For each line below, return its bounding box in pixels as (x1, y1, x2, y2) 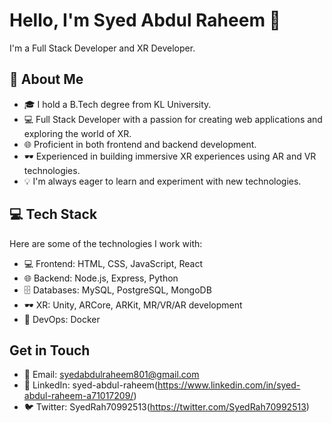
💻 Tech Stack (9, 206, 98, 223)
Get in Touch (9, 342, 91, 359)
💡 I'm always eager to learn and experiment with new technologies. (23, 175, 302, 187)
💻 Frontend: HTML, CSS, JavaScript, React (23, 257, 203, 269)
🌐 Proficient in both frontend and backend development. (23, 138, 257, 150)
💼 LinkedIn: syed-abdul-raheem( (23, 379, 158, 391)
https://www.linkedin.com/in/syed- (157, 379, 301, 391)
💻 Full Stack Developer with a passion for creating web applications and (23, 113, 323, 125)
